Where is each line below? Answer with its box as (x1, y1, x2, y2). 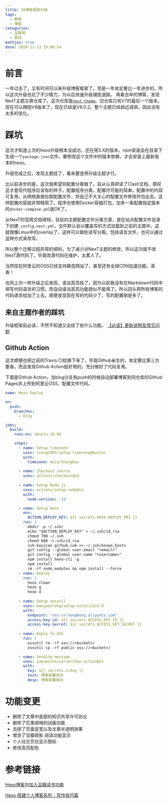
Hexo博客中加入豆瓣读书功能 (5, 781, 64, 787)
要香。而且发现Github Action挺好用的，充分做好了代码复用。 (5, 364, 130, 370)
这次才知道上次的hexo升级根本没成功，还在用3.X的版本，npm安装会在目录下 (5, 147, 162, 153)
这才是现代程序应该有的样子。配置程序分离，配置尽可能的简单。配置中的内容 (5, 187, 163, 193)
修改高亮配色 (12, 744, 39, 750)
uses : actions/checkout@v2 (23, 473, 79, 478)
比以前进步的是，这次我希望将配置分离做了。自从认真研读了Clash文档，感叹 (5, 181, 161, 187)
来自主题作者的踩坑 (5, 308, 64, 317)
